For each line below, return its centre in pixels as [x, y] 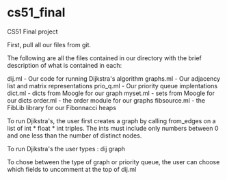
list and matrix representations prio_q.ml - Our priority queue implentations [112, 86]
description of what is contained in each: [64, 65]
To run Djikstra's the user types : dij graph [66, 149]
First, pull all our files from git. [49, 44]
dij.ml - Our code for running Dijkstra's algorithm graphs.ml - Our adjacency [114, 78]
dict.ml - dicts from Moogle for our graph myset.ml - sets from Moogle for [111, 93]
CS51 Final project [32, 31]
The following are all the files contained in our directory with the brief [104, 58]
